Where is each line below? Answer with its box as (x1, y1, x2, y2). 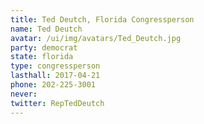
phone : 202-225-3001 (10, 80, 97, 90)
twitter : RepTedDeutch (10, 98, 105, 108)
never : (10, 89, 38, 99)
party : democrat (10, 42, 78, 53)
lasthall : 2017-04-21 (10, 71, 101, 81)
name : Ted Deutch (10, 24, 83, 34)
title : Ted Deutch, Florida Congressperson (10, 14, 195, 25)
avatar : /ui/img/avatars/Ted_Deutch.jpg (10, 33, 182, 43)
